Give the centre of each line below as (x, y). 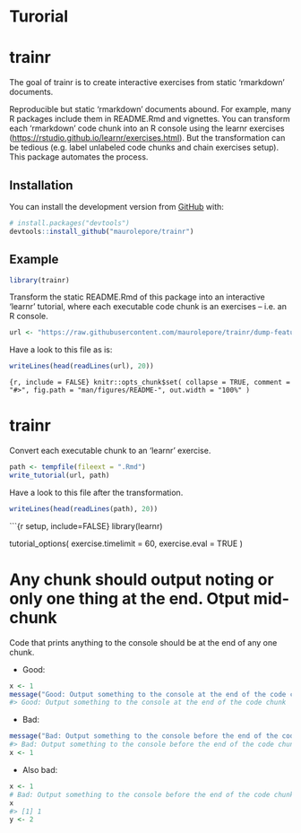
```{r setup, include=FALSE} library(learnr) (86, 525)
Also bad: (40, 769)
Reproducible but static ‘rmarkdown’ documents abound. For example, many (150, 109)
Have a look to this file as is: (61, 350)
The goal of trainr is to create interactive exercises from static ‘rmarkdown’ (147, 82)
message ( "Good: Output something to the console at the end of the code (148, 694)
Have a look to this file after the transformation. (96, 492)
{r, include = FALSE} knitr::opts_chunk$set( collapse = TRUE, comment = (150, 383)
